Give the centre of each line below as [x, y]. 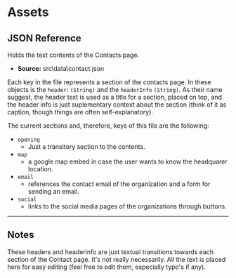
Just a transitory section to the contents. [86, 147]
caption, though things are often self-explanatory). [80, 112]
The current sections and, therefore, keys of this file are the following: [108, 126]
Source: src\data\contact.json [61, 68]
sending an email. [53, 191]
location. [41, 169]
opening [28, 140]
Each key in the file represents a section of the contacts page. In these [109, 82]
